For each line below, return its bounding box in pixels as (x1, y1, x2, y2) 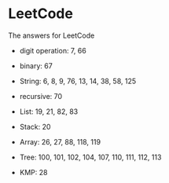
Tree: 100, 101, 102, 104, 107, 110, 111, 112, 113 (19, 152, 162, 162)
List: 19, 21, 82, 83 (19, 107, 79, 116)
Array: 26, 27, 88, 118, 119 (19, 137, 101, 146)
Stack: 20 (19, 122, 51, 131)
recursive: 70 (19, 91, 63, 101)
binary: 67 (19, 60, 53, 71)
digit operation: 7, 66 (19, 46, 86, 55)
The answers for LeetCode (8, 31, 95, 40)
